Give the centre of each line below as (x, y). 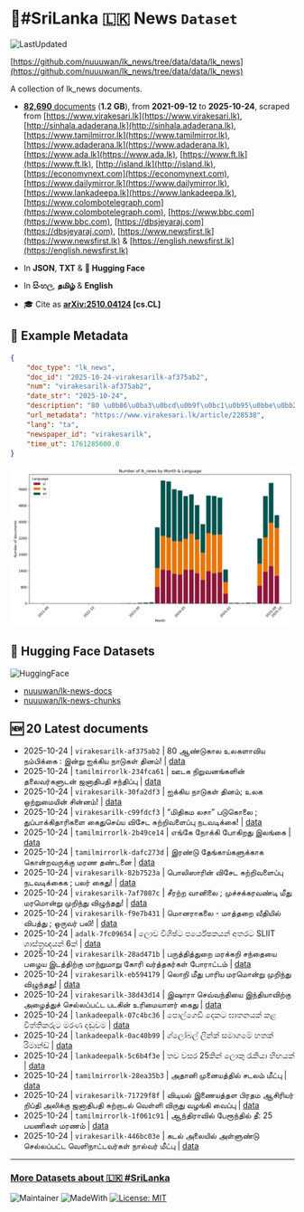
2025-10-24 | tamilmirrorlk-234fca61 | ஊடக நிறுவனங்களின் (134, 771)
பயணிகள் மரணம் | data (66, 1125)
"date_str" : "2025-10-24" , (77, 396)
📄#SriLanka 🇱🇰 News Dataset (124, 19)
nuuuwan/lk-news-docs (68, 690)
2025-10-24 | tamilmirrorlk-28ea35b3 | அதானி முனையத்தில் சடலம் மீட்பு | (155, 1075)
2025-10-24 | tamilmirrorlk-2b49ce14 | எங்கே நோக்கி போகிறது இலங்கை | (157, 832)
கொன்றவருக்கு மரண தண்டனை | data (89, 862)
